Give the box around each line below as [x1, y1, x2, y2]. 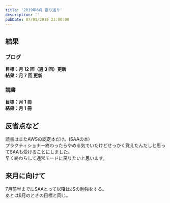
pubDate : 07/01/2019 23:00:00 [5, 17, 70, 22]
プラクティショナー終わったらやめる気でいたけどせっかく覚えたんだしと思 [5, 142, 161, 149]
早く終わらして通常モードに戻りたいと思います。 [5, 155, 108, 161]
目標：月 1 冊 [5, 99, 32, 105]
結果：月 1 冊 [5, 105, 32, 111]
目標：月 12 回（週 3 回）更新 [5, 66, 67, 72]
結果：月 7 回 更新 [5, 72, 43, 79]
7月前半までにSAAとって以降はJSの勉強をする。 [5, 186, 107, 192]
